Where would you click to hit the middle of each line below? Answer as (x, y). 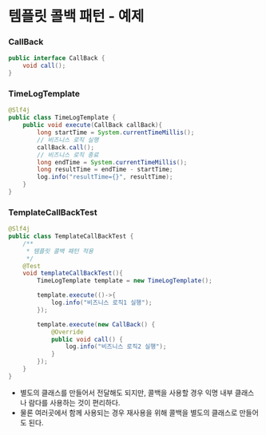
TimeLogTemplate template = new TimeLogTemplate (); (125, 281)
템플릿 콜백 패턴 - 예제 (76, 16)
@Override (67, 332)
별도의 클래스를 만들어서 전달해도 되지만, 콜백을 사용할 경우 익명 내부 (126, 393)
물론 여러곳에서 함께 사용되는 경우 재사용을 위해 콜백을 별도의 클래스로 (129, 413)
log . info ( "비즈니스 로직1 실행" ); (102, 303)
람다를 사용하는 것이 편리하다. (74, 402)
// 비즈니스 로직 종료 (68, 155)
